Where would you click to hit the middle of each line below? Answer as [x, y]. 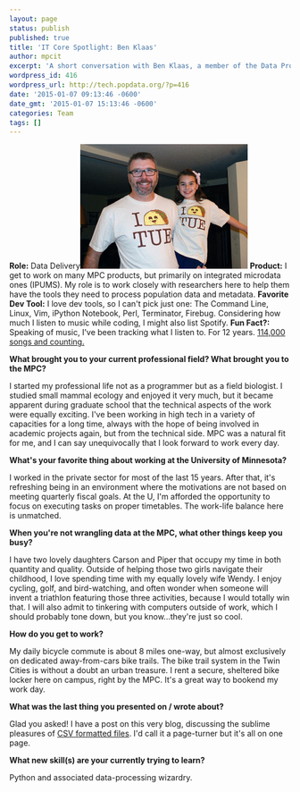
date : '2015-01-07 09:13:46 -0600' [75, 94]
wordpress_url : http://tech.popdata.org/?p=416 [100, 85]
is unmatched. [35, 516]
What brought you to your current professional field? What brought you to [149, 359]
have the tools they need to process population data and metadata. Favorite [149, 294]
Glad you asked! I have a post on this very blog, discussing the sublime [140, 724]
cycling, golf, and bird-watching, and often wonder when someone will [139, 588]
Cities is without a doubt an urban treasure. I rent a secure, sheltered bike [144, 670]
